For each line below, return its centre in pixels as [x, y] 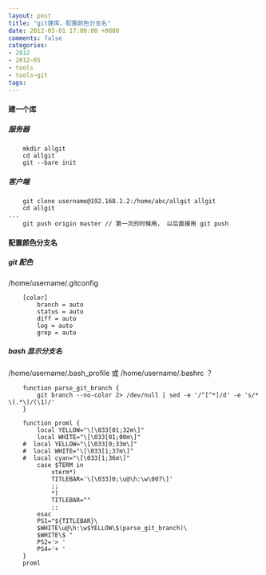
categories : [28, 46]
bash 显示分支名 [35, 351]
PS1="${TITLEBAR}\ [67, 521]
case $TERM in [60, 465]
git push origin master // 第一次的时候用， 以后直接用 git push [126, 224]
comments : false [35, 38]
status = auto [60, 311]
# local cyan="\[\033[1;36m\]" [76, 458]
